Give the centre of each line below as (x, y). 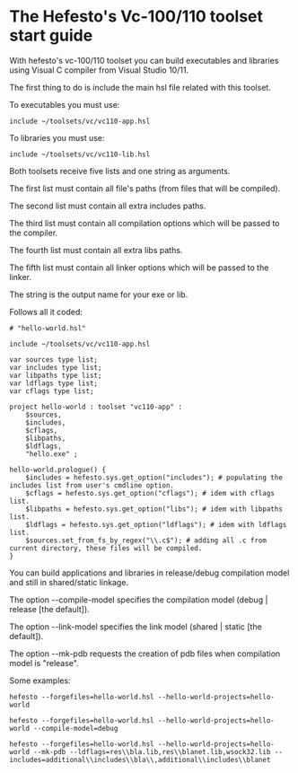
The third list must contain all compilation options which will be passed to (145, 223)
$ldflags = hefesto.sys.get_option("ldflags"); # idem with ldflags (156, 524)
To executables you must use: (65, 104)
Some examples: (40, 681)
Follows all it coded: (46, 312)
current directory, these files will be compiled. (106, 548)
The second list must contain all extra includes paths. (108, 206)
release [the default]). (49, 609)
